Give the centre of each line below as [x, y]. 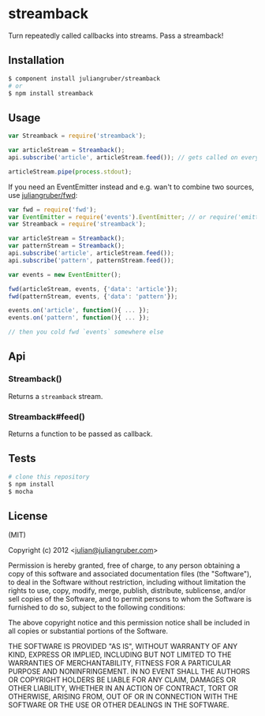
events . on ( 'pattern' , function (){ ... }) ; [79, 318]
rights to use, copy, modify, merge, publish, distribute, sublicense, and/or [127, 591]
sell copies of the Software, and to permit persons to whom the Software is [130, 599]
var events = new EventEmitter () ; [65, 274]
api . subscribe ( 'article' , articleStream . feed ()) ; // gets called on [123, 157]
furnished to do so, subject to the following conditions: [97, 607]
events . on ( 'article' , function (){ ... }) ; [79, 311]
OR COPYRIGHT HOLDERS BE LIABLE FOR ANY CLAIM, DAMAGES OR [122, 680]
